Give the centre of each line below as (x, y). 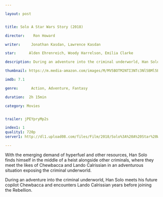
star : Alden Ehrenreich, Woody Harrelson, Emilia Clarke (69, 53)
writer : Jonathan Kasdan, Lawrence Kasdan (53, 44)
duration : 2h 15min (26, 97)
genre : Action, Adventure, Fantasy (47, 88)
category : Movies (23, 106)
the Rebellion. (19, 190)
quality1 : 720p (20, 132)
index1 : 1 (15, 128)
